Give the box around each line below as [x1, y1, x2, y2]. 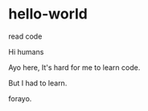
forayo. [8, 93, 32, 103]
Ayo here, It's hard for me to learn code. [8, 62, 141, 72]
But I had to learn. [8, 78, 68, 88]
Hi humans [8, 47, 44, 56]
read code [8, 31, 43, 41]
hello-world [8, 5, 88, 23]
